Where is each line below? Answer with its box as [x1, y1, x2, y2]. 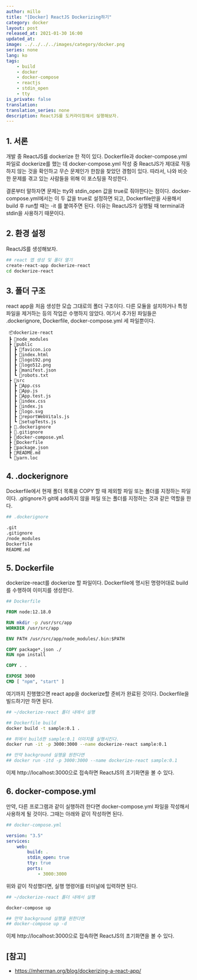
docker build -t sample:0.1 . [6, 725, 81, 731]
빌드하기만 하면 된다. [6, 697, 54, 705]
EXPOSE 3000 [6, 673, 35, 679]
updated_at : [6, 36, 35, 42]
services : [6, 838, 31, 844]
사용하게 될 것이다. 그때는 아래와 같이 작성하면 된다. [6, 810, 123, 817]
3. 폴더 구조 [6, 285, 46, 295]
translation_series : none [6, 107, 69, 113]
